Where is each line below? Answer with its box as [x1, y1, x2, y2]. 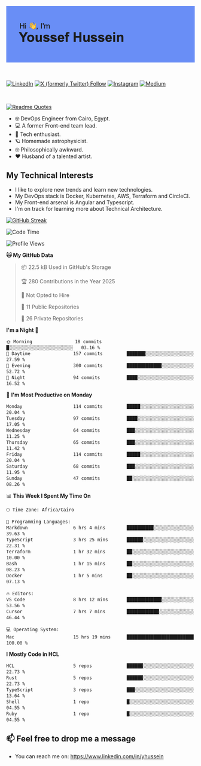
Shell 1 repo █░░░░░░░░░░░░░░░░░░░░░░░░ [6, 699, 194, 705]
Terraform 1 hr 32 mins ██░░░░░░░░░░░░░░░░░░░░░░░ [6, 549, 194, 555]
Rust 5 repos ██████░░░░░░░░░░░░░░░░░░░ [6, 675, 194, 681]
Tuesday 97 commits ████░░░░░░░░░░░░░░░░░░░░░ [6, 416, 194, 422]
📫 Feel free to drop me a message [6, 734, 136, 744]
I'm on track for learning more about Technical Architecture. [14, 205, 163, 212]
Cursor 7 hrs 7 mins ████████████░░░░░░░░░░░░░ [6, 608, 194, 614]
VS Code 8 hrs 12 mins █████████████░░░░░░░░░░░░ [6, 597, 194, 602]
